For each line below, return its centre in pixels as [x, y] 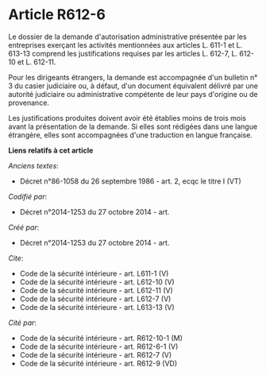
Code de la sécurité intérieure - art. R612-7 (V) [96, 354]
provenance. [29, 102]
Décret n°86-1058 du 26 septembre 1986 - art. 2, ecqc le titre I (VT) [131, 181]
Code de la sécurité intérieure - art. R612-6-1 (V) [99, 346]
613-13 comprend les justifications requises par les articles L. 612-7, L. [123, 53]
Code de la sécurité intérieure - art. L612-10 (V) [97, 282]
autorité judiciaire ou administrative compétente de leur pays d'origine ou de [133, 94]
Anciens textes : [34, 165]
